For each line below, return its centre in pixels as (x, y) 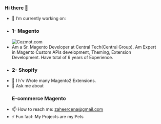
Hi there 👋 (17, 8)
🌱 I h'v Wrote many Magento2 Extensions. (54, 81)
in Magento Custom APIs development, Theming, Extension (71, 52)
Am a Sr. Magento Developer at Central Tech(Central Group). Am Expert (84, 47)
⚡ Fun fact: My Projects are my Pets (48, 117)
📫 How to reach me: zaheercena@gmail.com (57, 109)
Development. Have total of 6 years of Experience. (62, 57)
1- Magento (25, 31)
